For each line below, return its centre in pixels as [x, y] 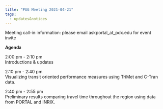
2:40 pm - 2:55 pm [24, 92]
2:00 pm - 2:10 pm [24, 57]
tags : [11, 14]
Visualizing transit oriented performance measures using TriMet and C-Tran [81, 77]
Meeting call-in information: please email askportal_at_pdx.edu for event [78, 33]
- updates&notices [28, 19]
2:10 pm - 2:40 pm [24, 72]
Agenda [13, 48]
